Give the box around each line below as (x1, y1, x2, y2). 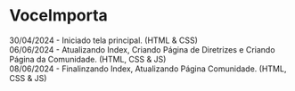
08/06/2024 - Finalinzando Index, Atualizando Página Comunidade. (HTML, (9, 63, 287, 74)
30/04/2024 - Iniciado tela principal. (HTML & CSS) (9, 35, 199, 45)
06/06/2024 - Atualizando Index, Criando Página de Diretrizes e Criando (9, 44, 275, 54)
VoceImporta (9, 5, 109, 26)
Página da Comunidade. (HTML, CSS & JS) (9, 54, 167, 64)
